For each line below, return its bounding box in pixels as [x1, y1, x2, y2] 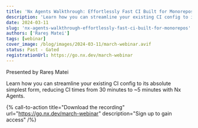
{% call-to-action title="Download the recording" [6, 103, 125, 110]
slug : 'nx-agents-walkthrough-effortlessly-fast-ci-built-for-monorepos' [6, 25, 192, 31]
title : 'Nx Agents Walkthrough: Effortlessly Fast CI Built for [6, 8, 167, 15]
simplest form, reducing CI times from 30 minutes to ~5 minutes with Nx [6, 86, 181, 93]
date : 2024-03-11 [6, 19, 49, 25]
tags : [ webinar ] [6, 36, 46, 42]
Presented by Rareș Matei [6, 68, 69, 75]
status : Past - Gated [6, 47, 60, 53]
